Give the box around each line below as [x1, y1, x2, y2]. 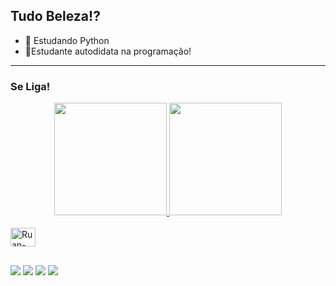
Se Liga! [10, 79, 51, 93]
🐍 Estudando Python [24, 34, 110, 46]
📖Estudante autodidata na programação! [24, 45, 192, 57]
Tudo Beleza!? [10, 8, 101, 25]
